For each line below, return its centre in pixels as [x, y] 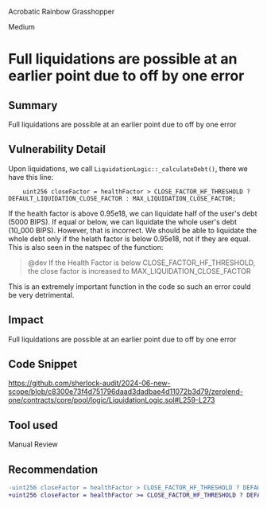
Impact [26, 320]
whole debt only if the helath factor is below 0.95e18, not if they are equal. [130, 239]
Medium [22, 27]
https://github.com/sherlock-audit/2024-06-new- [89, 383]
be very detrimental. [41, 294]
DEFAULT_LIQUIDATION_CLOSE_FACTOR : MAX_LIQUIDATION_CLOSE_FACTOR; [122, 198]
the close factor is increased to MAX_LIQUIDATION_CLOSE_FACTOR [139, 271]
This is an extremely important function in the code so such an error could [130, 287]
